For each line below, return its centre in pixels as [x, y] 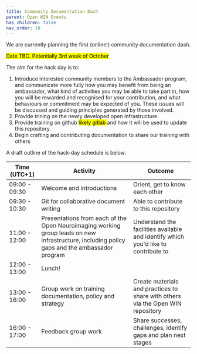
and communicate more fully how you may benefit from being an [93, 85]
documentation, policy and [78, 296]
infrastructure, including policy [83, 241]
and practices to [155, 289]
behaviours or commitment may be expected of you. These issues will [99, 104]
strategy [53, 303]
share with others [157, 296]
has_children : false [31, 22]
